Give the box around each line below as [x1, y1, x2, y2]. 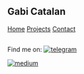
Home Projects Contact [7, 24, 76, 33]
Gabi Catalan [7, 6, 66, 18]
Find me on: [7, 46, 43, 54]
